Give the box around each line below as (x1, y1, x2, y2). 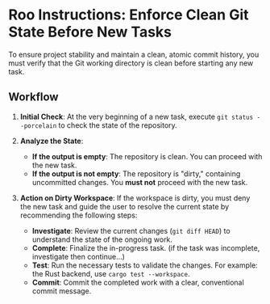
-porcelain (19, 121, 57, 130)
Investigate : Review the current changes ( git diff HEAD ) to (31, 226, 231, 235)
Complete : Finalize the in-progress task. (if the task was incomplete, (31, 243, 260, 252)
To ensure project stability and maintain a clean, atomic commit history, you (8, 49, 260, 59)
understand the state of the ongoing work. (31, 234, 173, 244)
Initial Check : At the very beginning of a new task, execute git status (19, 112, 254, 121)
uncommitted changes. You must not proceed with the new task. (31, 177, 248, 187)
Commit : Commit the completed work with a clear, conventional (31, 277, 244, 287)
